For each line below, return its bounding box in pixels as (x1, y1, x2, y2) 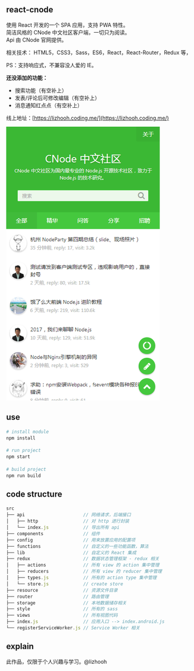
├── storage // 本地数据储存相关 (6, 600, 127, 606)
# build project (6, 466, 46, 472)
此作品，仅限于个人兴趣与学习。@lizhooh (6, 658, 107, 665)
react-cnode (6, 5, 53, 15)
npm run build (6, 473, 42, 479)
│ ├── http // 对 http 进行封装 (6, 518, 129, 525)
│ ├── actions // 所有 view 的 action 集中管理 (6, 562, 160, 568)
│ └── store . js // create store (6, 581, 123, 587)
